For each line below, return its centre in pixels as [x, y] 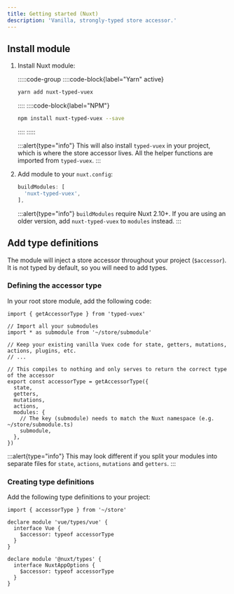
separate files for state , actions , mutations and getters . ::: [92, 463]
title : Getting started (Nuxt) [53, 14]
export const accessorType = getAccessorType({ [78, 381]
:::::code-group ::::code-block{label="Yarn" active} [91, 79]
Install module [39, 49]
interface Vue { [37, 529]
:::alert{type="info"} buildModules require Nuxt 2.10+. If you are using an [122, 213]
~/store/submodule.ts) [40, 425]
